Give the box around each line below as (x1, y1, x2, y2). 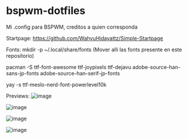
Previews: (6, 92, 30, 99)
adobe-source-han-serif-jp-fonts (40, 69, 120, 77)
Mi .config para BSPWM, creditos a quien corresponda (6, 23, 138, 30)
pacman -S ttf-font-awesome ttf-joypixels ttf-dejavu (6, 63, 132, 71)
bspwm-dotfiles (6, 4, 86, 18)
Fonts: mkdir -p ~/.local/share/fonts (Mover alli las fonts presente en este (6, 46, 183, 53)
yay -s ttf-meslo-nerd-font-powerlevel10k (6, 81, 107, 88)
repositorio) (6, 52, 34, 59)
